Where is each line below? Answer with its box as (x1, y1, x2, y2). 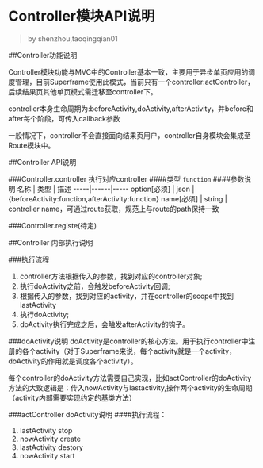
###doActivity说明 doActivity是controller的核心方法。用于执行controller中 (8, 336, 249, 346)
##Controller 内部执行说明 (8, 237, 93, 247)
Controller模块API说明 (8, 7, 155, 25)
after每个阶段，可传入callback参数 (8, 113, 120, 123)
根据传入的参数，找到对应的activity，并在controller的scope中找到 (19, 291, 234, 301)
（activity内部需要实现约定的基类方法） (8, 393, 136, 402)
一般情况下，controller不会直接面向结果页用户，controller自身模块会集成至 (8, 130, 251, 140)
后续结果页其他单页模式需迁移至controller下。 (8, 86, 158, 96)
